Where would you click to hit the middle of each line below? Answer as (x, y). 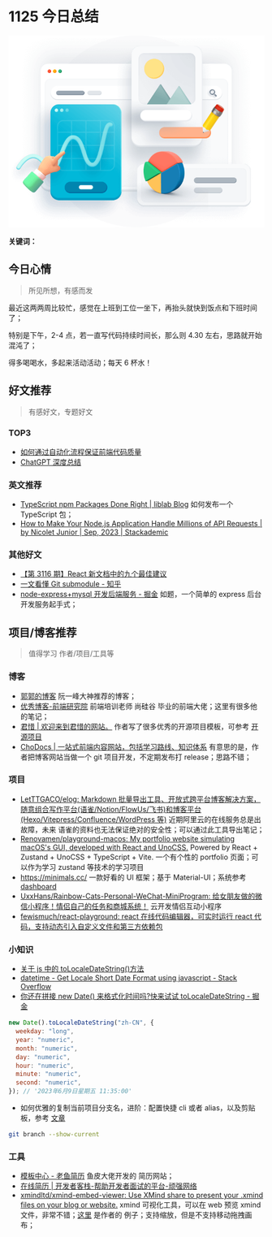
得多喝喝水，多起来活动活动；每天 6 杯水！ (80, 362)
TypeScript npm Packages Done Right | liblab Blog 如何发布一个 (127, 504)
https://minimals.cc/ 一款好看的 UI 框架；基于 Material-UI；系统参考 (133, 877)
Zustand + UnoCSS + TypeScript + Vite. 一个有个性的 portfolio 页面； (136, 857)
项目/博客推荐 (43, 632)
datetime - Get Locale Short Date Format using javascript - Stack (129, 978)
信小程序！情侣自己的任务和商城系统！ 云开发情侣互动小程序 (121, 906)
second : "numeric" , (49, 1083)
